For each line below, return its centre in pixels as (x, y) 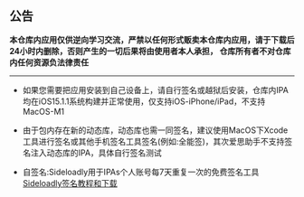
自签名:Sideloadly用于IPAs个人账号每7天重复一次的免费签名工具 (141, 172)
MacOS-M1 (43, 111)
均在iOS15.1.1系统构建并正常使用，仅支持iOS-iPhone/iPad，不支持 (144, 101)
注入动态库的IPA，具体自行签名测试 (96, 153)
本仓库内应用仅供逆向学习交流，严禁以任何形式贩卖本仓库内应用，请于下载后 (152, 40)
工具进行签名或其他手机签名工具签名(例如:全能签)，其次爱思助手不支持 (153, 141)
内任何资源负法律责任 (49, 62)
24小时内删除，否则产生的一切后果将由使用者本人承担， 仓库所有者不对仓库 (150, 51)
